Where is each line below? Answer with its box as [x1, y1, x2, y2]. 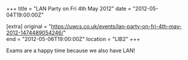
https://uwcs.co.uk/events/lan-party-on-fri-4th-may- [50, 23, 182, 30]
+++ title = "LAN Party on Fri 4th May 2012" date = [6, 5, 132, 12]
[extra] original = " [6, 23, 51, 30]
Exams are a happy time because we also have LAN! [6, 47, 136, 54]
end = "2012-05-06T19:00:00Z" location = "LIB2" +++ [6, 36, 141, 42]
